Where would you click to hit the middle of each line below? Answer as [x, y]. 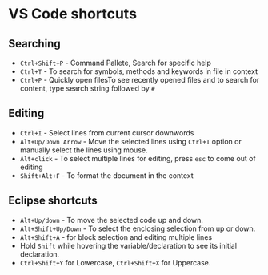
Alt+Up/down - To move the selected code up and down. [112, 220]
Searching [35, 44]
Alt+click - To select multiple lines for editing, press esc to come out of [138, 158]
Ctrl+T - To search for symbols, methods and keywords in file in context [139, 71]
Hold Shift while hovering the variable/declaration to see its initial [128, 245]
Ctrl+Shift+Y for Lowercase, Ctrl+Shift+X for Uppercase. [115, 262]
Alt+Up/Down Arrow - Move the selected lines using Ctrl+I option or [130, 141]
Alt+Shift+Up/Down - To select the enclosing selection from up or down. [138, 228]
